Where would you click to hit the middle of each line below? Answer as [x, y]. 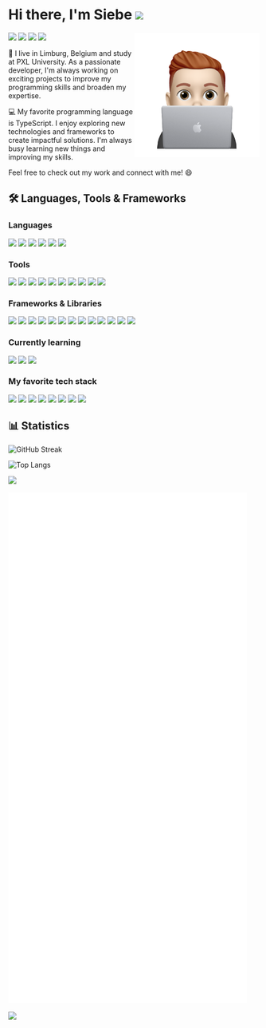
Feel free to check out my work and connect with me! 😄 [100, 172]
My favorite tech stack [53, 382]
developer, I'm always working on [63, 70]
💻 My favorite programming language [71, 111]
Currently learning [45, 342]
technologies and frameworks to [61, 131]
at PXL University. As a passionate [65, 61]
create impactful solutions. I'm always [70, 140]
